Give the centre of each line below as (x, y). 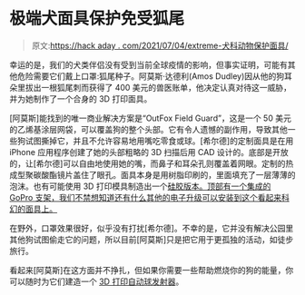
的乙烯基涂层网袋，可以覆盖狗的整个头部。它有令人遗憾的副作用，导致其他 (148, 129)
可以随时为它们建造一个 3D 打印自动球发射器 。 (97, 281)
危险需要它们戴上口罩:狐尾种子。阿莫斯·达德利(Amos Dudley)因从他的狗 (151, 76)
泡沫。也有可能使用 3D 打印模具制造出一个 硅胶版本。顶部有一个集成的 (140, 186)
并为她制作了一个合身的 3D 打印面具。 (81, 98)
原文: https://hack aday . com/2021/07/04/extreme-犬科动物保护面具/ (160, 45)
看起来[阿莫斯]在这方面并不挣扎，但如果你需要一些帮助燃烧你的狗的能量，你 (152, 270)
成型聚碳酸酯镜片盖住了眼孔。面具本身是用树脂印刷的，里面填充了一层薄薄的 (152, 174)
